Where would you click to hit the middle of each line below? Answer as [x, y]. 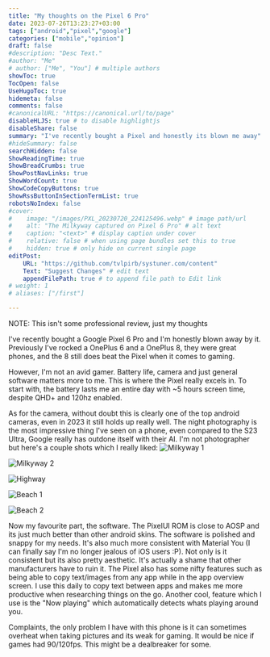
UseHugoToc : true [37, 91]
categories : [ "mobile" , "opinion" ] [66, 38]
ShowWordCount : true [43, 181]
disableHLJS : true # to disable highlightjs [84, 121]
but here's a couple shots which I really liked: [83, 448]
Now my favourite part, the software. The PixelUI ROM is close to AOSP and [134, 526]
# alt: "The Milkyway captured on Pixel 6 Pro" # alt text [115, 226]
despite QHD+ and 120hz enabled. [65, 398]
